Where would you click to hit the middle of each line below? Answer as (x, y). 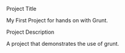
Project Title (22, 9)
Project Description (30, 32)
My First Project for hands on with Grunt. (57, 20)
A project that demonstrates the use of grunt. (63, 44)
